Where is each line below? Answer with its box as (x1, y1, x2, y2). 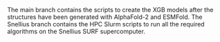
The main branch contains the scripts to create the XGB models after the (7, 6, 214, 14)
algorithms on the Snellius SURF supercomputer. (7, 27, 145, 35)
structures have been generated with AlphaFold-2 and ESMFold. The (7, 13, 203, 21)
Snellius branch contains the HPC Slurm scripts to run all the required (7, 20, 205, 28)
